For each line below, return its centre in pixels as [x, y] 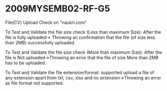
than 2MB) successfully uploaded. [40, 42]
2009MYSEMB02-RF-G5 [58, 9]
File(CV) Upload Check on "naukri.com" [46, 22]
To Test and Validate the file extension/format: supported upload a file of [80, 72]
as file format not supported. [34, 83]
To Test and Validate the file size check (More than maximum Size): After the [84, 52]
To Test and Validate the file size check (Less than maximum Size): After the [83, 32]
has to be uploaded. [26, 63]
